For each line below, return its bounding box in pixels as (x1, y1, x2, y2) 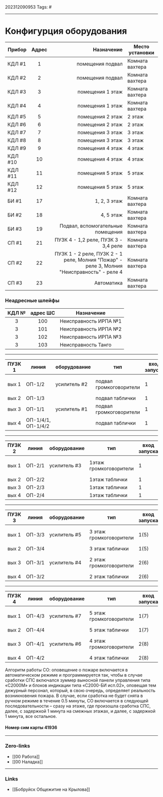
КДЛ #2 (7, 74, 27, 81)
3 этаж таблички (89, 546, 129, 552)
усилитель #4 (49, 559, 81, 566)
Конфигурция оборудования (5, 26, 127, 37)
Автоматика (94, 279, 123, 286)
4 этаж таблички (89, 655, 129, 662)
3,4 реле (102, 242, 123, 249)
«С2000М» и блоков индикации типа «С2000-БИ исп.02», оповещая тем (5, 682, 157, 688)
